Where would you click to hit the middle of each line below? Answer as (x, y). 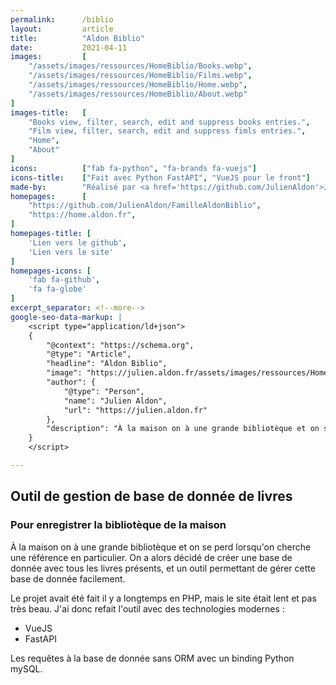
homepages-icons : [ (51, 271)
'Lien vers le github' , (78, 242)
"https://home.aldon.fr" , (82, 215)
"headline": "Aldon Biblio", (107, 364)
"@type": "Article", (89, 354)
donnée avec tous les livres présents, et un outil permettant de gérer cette (163, 568)
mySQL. (26, 668)
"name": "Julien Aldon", (115, 401)
